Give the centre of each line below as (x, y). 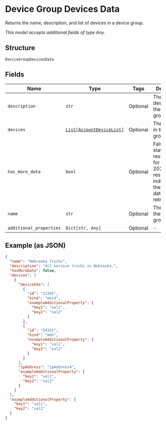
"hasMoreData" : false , (33, 271)
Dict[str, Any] (83, 228)
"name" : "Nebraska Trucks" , (39, 261)
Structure (20, 48)
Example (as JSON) (35, 245)
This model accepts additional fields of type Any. (55, 32)
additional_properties (34, 228)
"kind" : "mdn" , (42, 335)
